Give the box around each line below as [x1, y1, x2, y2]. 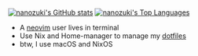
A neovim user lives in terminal [19, 23, 119, 32]
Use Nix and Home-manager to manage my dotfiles [19, 31, 187, 40]
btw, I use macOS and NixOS [19, 39, 113, 48]
